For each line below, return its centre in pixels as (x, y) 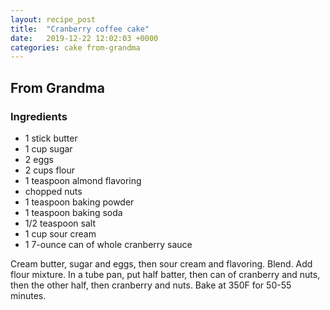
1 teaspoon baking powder (79, 202)
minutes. (28, 295)
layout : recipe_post (53, 19)
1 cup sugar (48, 148)
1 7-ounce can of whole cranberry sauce (108, 244)
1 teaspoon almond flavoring (83, 180)
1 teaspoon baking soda (73, 212)
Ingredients (39, 116)
